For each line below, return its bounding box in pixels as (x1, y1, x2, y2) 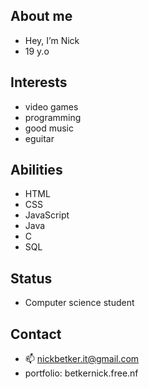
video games (24, 100, 79, 113)
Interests (10, 74, 68, 91)
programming (24, 111, 82, 123)
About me (10, 8, 73, 25)
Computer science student (24, 297, 135, 309)
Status (10, 270, 53, 287)
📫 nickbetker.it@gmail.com (24, 353, 140, 365)
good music (24, 122, 75, 134)
